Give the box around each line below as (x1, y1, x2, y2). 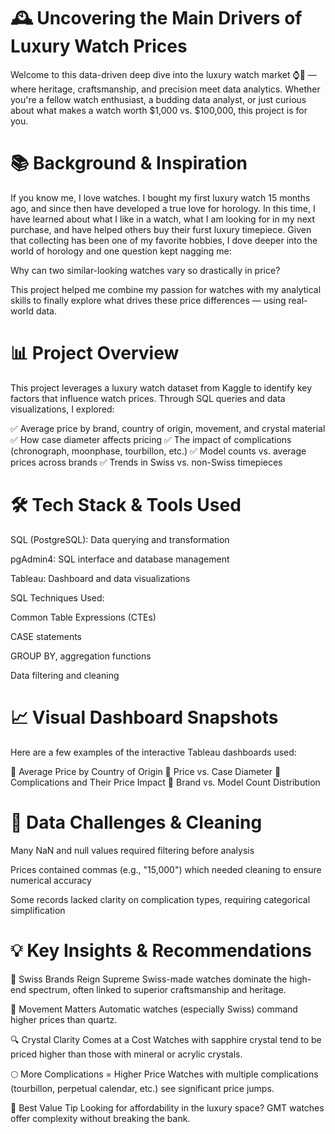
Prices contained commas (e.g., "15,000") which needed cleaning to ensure (10, 863, 322, 875)
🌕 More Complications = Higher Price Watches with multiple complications (10, 1068, 319, 1080)
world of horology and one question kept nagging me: (10, 245, 232, 257)
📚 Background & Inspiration (10, 152, 248, 175)
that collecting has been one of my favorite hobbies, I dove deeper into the (10, 234, 318, 246)
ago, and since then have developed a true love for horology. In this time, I (10, 202, 316, 214)
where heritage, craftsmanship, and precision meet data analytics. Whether (10, 83, 321, 95)
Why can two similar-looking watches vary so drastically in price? (10, 264, 281, 276)
